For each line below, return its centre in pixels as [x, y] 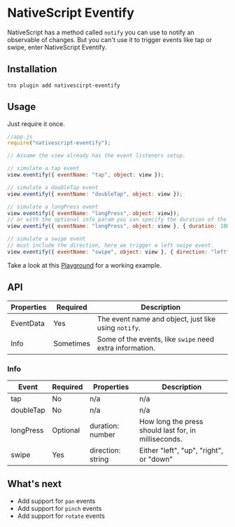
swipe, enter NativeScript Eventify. [57, 47]
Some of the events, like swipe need [156, 339]
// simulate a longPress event [53, 207]
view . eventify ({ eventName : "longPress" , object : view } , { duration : [112, 226]
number [102, 434]
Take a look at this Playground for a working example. [85, 265]
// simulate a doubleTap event [53, 187]
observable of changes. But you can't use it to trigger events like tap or [109, 39]
